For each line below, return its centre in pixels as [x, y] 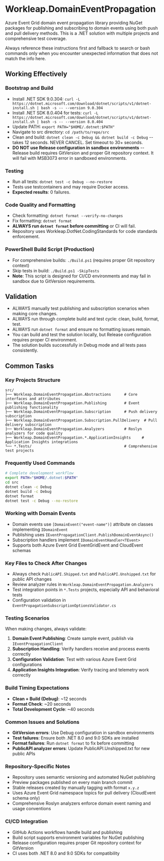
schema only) [26, 798]
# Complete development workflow [39, 473]
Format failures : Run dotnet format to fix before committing [73, 743]
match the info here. [26, 58]
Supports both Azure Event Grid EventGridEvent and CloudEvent [78, 545]
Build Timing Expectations [37, 688]
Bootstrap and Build [29, 88]
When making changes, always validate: [46, 629]
